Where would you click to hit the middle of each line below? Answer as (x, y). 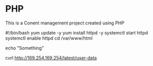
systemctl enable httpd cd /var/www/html (49, 38)
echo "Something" (25, 48)
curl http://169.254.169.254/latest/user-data (51, 58)
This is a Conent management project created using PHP (65, 23)
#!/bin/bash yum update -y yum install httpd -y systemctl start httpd (77, 32)
